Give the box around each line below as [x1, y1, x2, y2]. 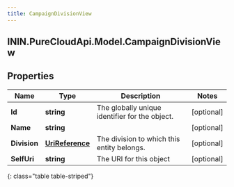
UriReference [45, 138, 91, 148]
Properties [7, 70, 54, 82]
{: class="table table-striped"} [7, 172, 94, 180]
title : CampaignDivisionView [7, 10, 92, 17]
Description [120, 91, 161, 101]
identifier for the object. [96, 111, 174, 121]
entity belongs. [96, 143, 146, 152]
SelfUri [10, 154, 35, 163]
